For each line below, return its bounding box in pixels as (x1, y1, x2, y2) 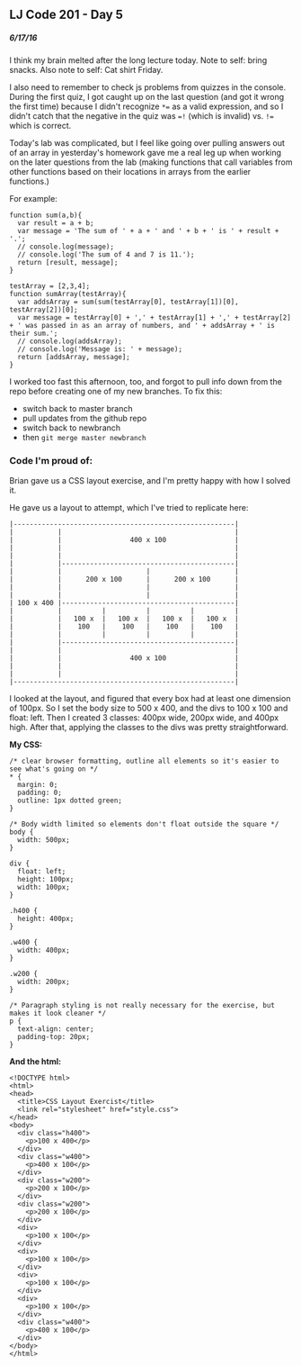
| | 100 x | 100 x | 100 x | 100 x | (9, 614, 240, 623)
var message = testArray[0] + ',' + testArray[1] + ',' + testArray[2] (17, 313, 292, 322)
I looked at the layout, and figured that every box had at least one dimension (9, 692, 291, 703)
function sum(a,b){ (9, 211, 83, 220)
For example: (9, 194, 58, 204)
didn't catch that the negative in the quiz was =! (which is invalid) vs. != (9, 111, 274, 122)
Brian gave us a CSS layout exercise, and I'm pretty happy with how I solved (9, 475, 290, 485)
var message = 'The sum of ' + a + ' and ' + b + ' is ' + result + (17, 227, 279, 236)
